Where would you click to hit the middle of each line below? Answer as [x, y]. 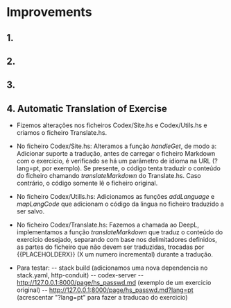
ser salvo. [31, 211]
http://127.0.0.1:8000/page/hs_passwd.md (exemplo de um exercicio [114, 283]
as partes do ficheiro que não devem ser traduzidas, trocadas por [110, 247]
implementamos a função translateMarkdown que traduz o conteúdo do [120, 232]
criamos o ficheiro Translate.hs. [62, 133]
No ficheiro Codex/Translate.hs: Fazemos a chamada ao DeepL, [108, 225]
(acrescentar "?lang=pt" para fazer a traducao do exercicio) [102, 298]
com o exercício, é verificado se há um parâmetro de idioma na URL [113, 161]
